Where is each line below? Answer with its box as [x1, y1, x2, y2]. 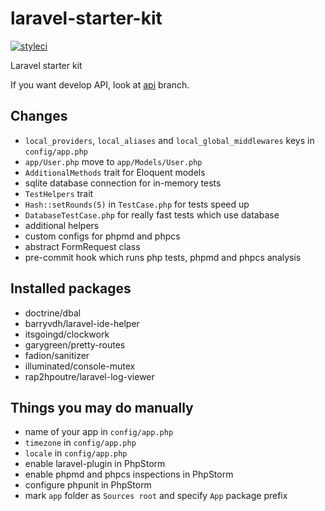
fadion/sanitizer [24, 349, 90, 361]
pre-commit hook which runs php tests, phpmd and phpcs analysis [24, 251, 302, 263]
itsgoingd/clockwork [24, 328, 110, 340]
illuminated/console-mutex [24, 360, 136, 372]
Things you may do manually [10, 399, 194, 416]
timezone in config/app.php [24, 437, 137, 449]
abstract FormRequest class [24, 240, 141, 252]
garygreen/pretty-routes [24, 338, 126, 351]
